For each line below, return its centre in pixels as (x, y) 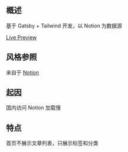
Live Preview (21, 37)
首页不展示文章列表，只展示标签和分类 (52, 143)
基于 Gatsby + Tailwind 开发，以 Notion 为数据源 (64, 26)
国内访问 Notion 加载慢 (34, 108)
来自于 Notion (23, 72)
